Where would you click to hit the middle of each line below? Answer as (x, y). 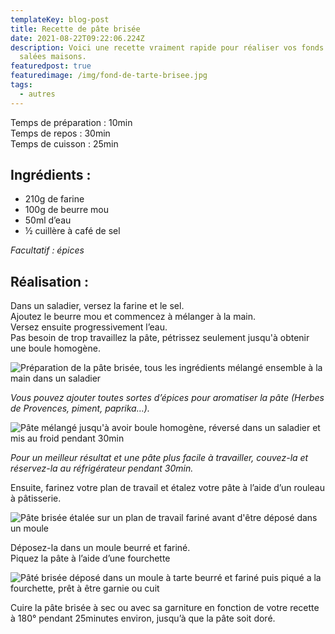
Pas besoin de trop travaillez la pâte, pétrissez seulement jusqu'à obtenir (160, 338)
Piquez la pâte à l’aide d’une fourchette (90, 558)
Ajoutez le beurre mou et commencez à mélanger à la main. (133, 317)
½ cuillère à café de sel (72, 231)
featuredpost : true (51, 66)
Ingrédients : (51, 175)
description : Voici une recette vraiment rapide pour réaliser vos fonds (167, 47)
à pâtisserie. (36, 498)
